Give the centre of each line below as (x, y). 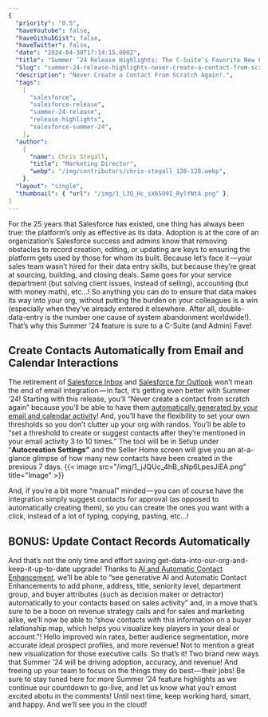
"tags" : (28, 82)
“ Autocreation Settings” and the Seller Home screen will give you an (122, 450)
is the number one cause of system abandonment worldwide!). (148, 317)
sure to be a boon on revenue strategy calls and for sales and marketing (126, 612)
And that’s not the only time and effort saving (82, 561)
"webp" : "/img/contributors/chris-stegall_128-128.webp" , (128, 171)
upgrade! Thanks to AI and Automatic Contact (148, 569)
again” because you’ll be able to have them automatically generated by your (133, 408)
